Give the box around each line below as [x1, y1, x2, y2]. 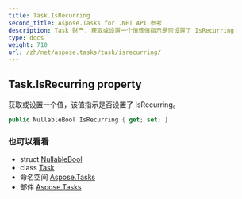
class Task [19, 163, 55, 172]
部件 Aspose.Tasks [19, 182, 82, 191]
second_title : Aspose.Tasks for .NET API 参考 [8, 19, 163, 27]
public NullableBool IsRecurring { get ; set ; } [8, 116, 169, 124]
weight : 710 [8, 41, 48, 49]
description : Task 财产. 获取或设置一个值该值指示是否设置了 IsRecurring [8, 26, 235, 34]
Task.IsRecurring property [8, 78, 142, 91]
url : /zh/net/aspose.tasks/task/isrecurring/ [8, 48, 161, 56]
